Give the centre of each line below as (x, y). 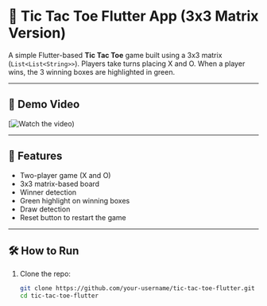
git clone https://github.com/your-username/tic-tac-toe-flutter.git (137, 289)
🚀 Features (35, 156)
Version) (37, 33)
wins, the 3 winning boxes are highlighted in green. (92, 72)
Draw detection (45, 209)
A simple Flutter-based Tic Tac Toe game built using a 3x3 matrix (115, 55)
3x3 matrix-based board (60, 184)
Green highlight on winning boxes (75, 200)
